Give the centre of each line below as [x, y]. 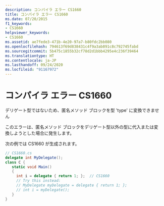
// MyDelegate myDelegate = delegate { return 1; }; [72, 185]
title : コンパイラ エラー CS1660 [37, 14]
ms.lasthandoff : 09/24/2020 [34, 65]
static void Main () [32, 167]
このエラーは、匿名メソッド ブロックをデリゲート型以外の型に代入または [80, 127]
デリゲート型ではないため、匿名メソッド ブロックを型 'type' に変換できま [80, 110]
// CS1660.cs [19, 153]
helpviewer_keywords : [27, 33]
